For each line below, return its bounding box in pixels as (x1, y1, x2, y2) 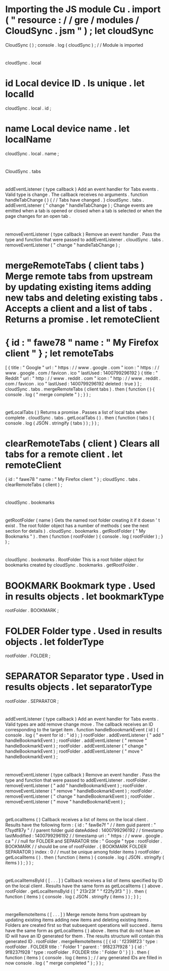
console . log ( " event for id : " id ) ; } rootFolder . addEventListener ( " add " (5, 732, 164, 738)
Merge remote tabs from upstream (5, 270, 153, 282)
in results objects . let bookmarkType (5, 591, 164, 602)
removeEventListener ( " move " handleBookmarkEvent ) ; (5, 798, 125, 804)
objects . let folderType (5, 636, 104, 648)
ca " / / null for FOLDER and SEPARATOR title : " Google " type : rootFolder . (5, 838, 162, 844)
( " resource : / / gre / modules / (5, 14, 139, 26)
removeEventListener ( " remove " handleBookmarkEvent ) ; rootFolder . (5, 788, 155, 794)
